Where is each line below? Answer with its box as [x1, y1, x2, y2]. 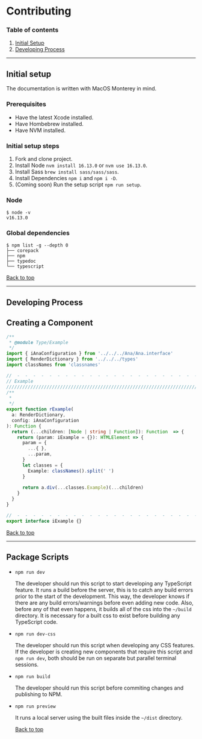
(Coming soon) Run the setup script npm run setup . [14, 181, 142, 188]
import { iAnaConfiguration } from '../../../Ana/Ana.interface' [6, 351, 173, 357]
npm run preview [14, 703, 56, 709]
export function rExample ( [6, 406, 74, 412]
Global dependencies [6, 229, 70, 237]
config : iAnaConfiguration [11, 417, 79, 423]
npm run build [14, 673, 50, 679]
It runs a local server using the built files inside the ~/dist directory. [14, 714, 183, 721]
